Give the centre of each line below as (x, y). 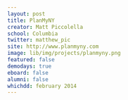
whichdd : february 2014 (42, 86)
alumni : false (28, 79)
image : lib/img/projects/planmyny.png (64, 54)
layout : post (26, 14)
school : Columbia (33, 33)
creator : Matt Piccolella (45, 27)
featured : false (31, 60)
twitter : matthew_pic (39, 40)
